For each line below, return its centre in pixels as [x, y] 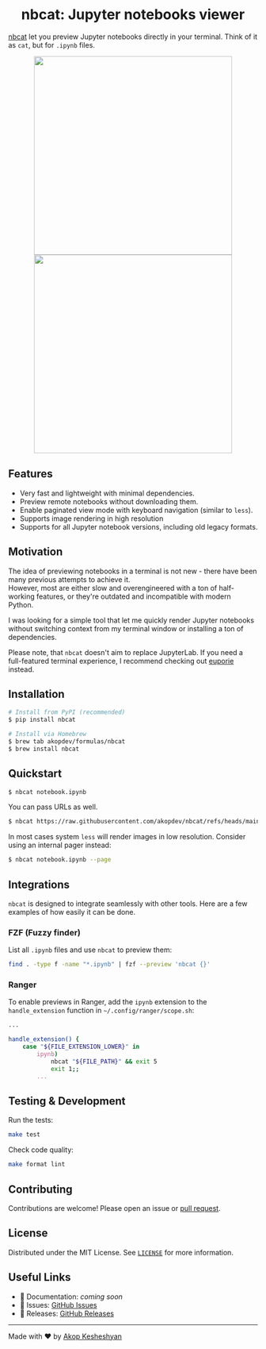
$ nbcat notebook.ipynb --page [60, 860]
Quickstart [35, 774]
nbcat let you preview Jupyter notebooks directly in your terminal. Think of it [133, 37]
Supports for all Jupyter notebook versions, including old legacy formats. [139, 526]
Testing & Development [67, 1101]
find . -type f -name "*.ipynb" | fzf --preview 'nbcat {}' [110, 965]
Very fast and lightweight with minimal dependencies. [107, 493]
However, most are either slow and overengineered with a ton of [113, 588]
